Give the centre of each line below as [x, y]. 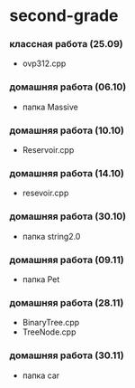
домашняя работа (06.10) [68, 87]
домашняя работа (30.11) [67, 355]
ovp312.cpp [44, 63]
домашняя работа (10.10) [67, 130]
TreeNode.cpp [49, 332]
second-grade [64, 16]
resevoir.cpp [45, 193]
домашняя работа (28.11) [67, 302]
